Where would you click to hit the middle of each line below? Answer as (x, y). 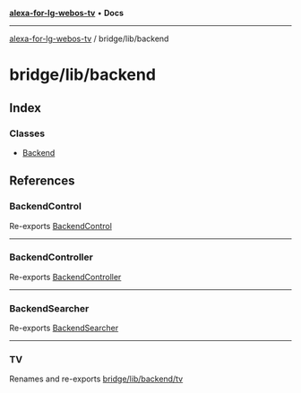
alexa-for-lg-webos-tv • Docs (66, 13)
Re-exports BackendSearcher (64, 328)
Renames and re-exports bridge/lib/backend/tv (96, 379)
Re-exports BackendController (65, 277)
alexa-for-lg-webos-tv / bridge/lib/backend (89, 38)
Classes (27, 133)
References (42, 181)
